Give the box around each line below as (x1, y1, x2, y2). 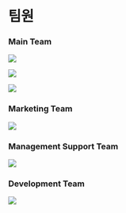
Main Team (8, 37, 52, 48)
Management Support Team (8, 141, 119, 152)
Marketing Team (8, 103, 73, 114)
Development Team (8, 178, 85, 189)
